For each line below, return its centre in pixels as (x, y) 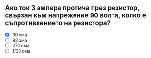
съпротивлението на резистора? (58, 23)
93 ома (20, 40)
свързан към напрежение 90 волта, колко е (75, 16)
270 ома (21, 45)
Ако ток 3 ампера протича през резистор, (72, 8)
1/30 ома (21, 51)
